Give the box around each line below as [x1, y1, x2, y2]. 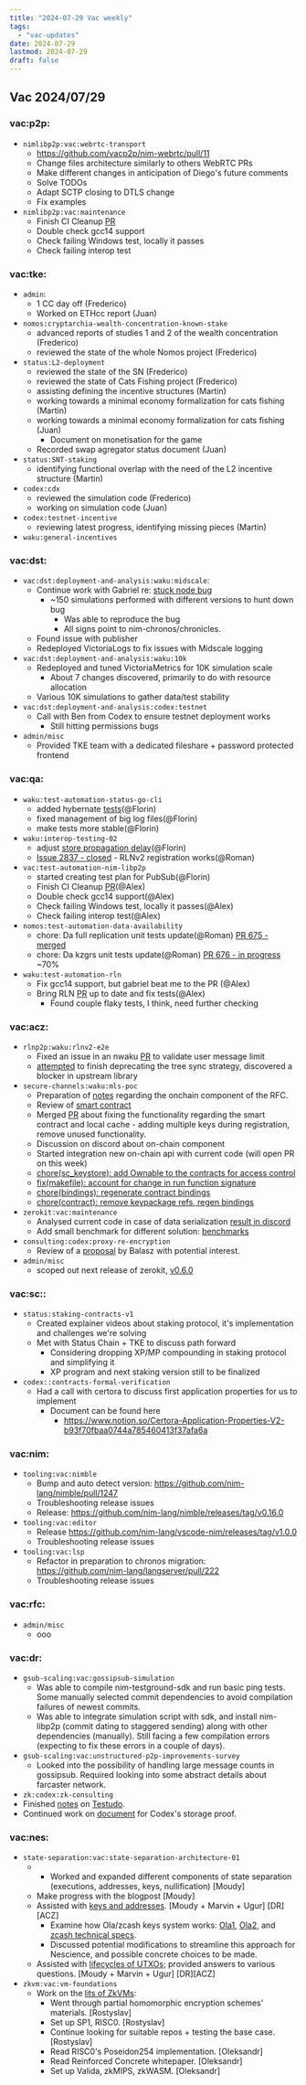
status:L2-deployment [22, 358, 105, 367]
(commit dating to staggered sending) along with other [62, 1721, 268, 1732]
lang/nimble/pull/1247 [36, 1488, 119, 1499]
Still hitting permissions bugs [49, 721, 159, 732]
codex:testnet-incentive [22, 513, 118, 522]
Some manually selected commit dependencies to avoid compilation [36, 1692, 294, 1703]
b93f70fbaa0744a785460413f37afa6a [63, 1425, 208, 1436]
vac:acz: [9, 1021, 48, 1033]
